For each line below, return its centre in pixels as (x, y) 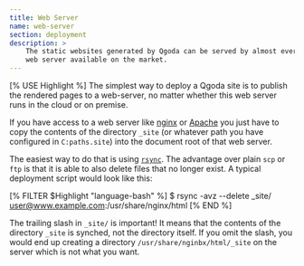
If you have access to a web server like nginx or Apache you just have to (144, 122)
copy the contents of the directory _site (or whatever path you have (137, 132)
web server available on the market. (97, 60)
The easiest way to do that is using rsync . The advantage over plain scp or (147, 159)
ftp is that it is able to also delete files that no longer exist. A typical (135, 169)
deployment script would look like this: (81, 178)
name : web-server (42, 26)
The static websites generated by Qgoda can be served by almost (152, 52)
